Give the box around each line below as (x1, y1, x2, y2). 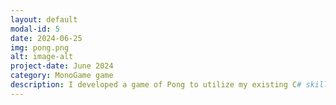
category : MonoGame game (10, 71, 114, 81)
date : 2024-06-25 (10, 33, 83, 43)
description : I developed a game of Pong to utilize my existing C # (10, 80, 302, 90)
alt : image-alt (10, 52, 74, 62)
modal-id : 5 (10, 24, 60, 34)
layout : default (10, 14, 78, 25)
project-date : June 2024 (10, 61, 114, 71)
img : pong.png (10, 42, 70, 53)
